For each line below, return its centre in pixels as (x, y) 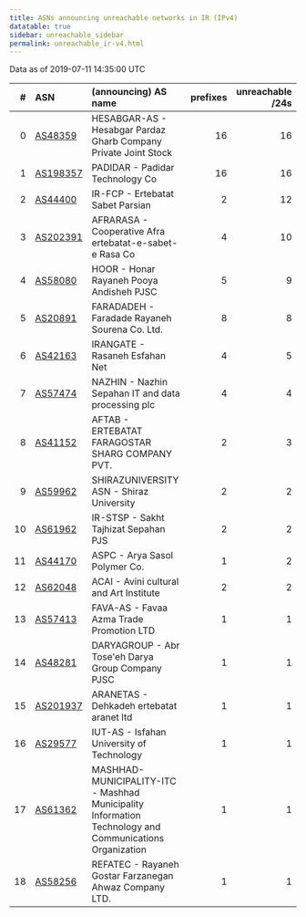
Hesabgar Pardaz (129, 130)
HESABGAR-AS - (129, 119)
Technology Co (124, 179)
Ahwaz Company (128, 888)
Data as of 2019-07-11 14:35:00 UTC (77, 69)
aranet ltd (112, 717)
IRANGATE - (118, 345)
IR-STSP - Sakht (128, 518)
